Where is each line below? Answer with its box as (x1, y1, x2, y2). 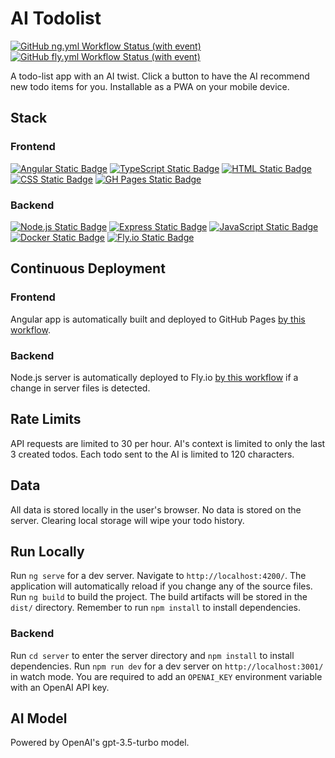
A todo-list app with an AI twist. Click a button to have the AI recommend (10, 70, 310, 82)
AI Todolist (10, 7, 102, 30)
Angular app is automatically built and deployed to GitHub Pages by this (10, 313, 306, 325)
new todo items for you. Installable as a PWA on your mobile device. (10, 80, 290, 92)
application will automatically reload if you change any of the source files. (10, 580, 313, 592)
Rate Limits (10, 411, 82, 428)
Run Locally (10, 543, 85, 560)
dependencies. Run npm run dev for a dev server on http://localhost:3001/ (10, 660, 324, 672)
